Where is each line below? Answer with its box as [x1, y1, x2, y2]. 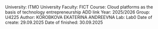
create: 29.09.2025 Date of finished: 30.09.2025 [5, 19, 103, 25]
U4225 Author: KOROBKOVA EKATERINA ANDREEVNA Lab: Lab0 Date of [5, 14, 153, 20]
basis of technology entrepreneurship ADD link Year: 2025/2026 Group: [5, 9, 151, 15]
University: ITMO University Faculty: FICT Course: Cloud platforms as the [5, 4, 153, 10]
